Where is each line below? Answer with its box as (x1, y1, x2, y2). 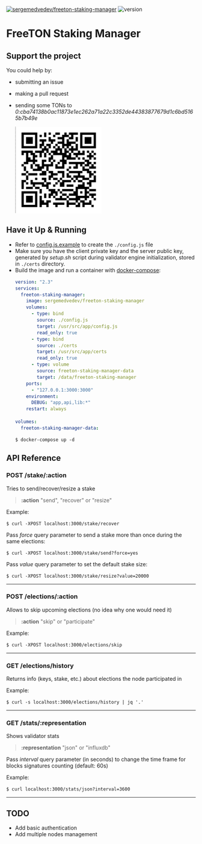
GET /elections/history (6, 661, 74, 670)
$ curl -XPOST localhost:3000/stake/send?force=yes (6, 550, 138, 556)
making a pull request (14, 90, 69, 97)
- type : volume (31, 361, 70, 367)
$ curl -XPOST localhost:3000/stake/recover (6, 520, 120, 527)
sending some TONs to (14, 102, 72, 108)
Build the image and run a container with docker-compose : (14, 266, 161, 274)
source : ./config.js (37, 317, 88, 324)
